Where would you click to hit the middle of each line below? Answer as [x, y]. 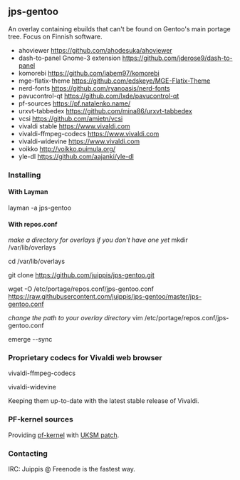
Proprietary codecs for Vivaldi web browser [85, 358]
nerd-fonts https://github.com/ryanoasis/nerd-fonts [94, 88]
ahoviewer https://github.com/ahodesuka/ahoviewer [95, 50]
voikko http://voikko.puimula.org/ [67, 148]
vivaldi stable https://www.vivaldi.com [74, 126]
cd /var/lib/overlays [37, 261]
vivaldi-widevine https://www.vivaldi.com [79, 141]
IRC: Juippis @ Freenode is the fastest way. [72, 469]
